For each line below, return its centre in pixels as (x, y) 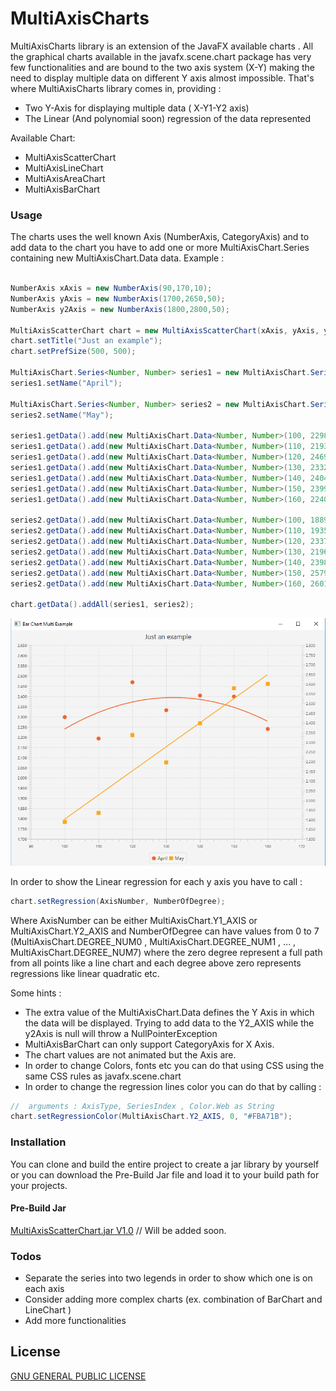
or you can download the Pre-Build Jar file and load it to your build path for (165, 1174)
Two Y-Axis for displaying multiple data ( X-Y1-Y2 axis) (137, 108)
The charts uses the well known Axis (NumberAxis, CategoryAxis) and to (160, 237)
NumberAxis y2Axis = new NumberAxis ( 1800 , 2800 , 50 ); (120, 309)
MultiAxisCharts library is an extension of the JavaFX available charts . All (162, 46)
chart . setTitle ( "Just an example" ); (86, 341)
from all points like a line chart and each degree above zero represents (156, 963)
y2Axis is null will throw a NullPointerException (121, 1033)
